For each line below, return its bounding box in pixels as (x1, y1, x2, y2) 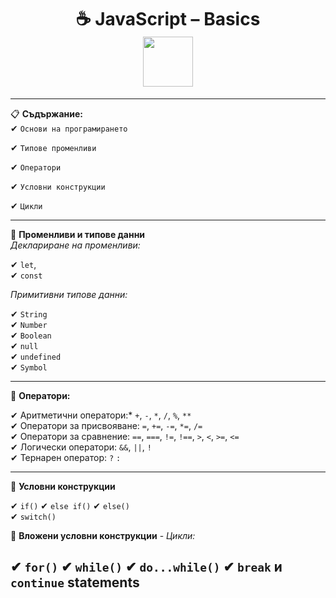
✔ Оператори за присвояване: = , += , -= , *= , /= (10, 419, 203, 431)
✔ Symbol (10, 361, 48, 373)
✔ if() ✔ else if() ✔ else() (10, 499, 130, 511)
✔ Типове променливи (10, 141, 97, 153)
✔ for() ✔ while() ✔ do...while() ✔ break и (10, 559, 283, 576)
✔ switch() (10, 510, 57, 522)
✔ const (10, 269, 43, 281)
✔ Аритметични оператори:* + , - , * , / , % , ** (10, 409, 192, 421)
